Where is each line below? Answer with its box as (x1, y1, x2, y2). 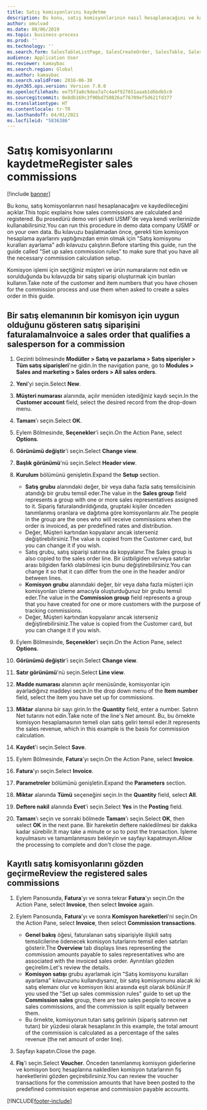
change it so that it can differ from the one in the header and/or (25, 568, 186, 575)
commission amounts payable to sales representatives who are (25, 950, 185, 958)
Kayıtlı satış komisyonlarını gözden (7, 859, 144, 869)
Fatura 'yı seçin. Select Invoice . (15, 767, 94, 774)
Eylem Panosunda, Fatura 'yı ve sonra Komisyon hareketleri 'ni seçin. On (15, 912, 198, 920)
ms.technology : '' (7, 44, 54, 50)
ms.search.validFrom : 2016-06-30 (7, 77, 93, 83)
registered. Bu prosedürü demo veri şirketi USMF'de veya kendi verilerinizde (7, 215, 200, 223)
